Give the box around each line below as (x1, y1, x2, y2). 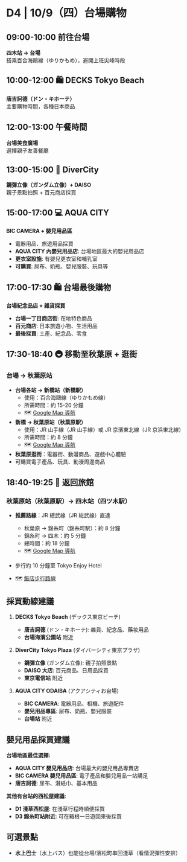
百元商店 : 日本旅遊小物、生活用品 (14, 322, 98, 330)
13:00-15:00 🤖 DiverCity (6, 165, 100, 175)
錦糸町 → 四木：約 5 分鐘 (24, 532, 86, 540)
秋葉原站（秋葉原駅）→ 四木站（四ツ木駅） (6, 497, 132, 505)
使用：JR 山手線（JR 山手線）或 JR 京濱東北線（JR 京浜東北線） (24, 426, 185, 433)
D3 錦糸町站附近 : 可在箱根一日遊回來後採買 (14, 813, 122, 820)
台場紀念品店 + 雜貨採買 (6, 302, 66, 309)
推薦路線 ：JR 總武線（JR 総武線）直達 (14, 512, 110, 519)
